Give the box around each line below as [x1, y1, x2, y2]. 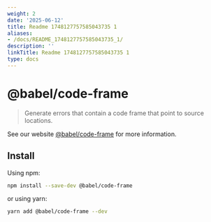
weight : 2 [7, 10, 36, 17]
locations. [24, 116, 53, 124]
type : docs [7, 56, 39, 63]
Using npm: [7, 168, 41, 177]
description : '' [7, 43, 54, 50]
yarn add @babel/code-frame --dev [7, 208, 108, 215]
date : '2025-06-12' [7, 17, 64, 24]
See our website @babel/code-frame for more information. [7, 130, 177, 138]
